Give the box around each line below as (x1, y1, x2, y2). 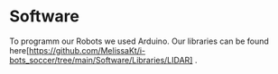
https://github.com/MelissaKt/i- (28, 45, 146, 55)
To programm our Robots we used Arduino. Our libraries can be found (9, 36, 269, 46)
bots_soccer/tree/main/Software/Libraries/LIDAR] (9, 54, 193, 65)
